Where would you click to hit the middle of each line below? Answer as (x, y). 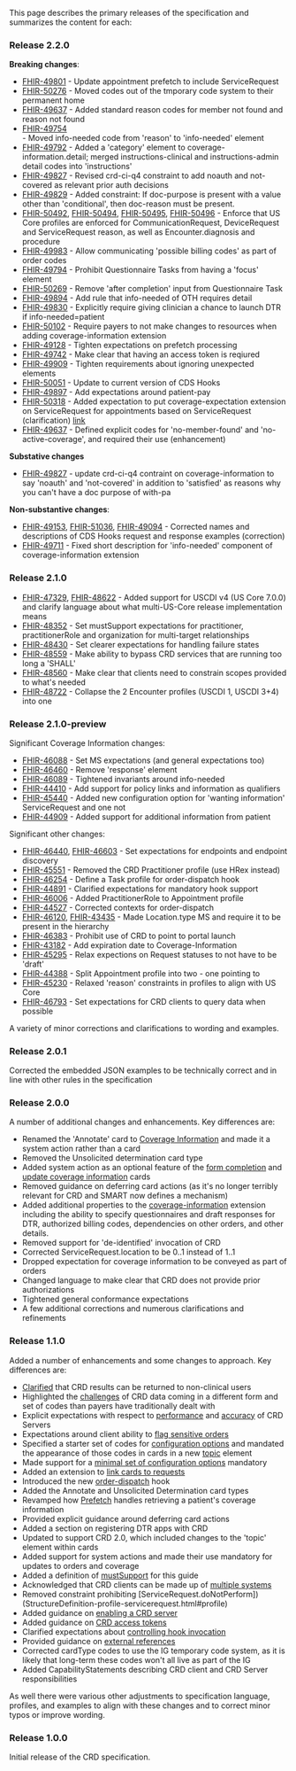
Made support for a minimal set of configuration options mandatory (144, 1462)
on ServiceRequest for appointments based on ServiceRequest (137, 411)
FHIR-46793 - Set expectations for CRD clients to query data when (144, 1001)
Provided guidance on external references (99, 1641)
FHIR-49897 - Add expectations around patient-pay (116, 392)
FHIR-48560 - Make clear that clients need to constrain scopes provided (154, 672)
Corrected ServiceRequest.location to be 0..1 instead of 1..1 (129, 1252)
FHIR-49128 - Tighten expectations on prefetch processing (129, 346)
